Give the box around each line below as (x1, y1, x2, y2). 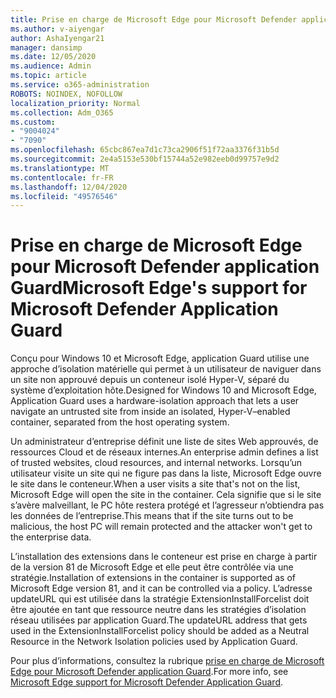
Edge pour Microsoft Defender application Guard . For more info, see (10, 666, 289, 678)
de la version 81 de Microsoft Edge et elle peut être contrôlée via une (10, 561, 294, 573)
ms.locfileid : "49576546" (10, 191, 118, 201)
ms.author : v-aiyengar (10, 24, 105, 34)
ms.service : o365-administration (10, 80, 150, 90)
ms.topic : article (10, 71, 87, 81)
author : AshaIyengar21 (10, 33, 105, 43)
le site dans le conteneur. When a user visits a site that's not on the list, (10, 478, 301, 490)
